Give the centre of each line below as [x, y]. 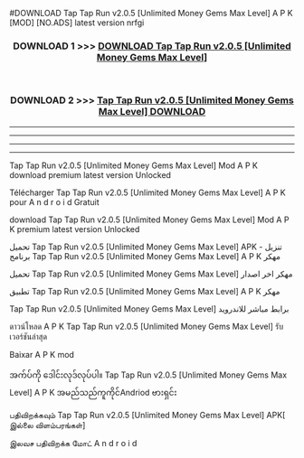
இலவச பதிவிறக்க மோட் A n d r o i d [73, 443]
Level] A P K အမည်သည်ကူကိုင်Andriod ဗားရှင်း [93, 392]
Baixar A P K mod [42, 354]
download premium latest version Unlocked [90, 174]
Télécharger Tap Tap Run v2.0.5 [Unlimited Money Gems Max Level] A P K [148, 192]
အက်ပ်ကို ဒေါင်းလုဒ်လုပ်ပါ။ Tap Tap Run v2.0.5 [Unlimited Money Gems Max [148, 375]
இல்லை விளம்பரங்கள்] [47, 425]
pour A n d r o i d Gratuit [54, 201]
